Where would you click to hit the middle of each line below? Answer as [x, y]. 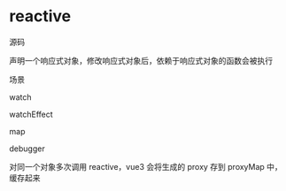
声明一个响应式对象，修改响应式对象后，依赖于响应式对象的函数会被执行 [141, 60]
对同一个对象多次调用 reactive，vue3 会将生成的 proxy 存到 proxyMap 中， [146, 166]
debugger [27, 149]
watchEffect [31, 114]
